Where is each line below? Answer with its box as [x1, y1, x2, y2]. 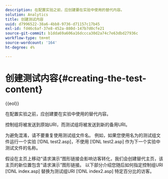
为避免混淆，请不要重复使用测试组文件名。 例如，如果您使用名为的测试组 [5, 132, 156, 138]
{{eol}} [5, 100, 19, 106]
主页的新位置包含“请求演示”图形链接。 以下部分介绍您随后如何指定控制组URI [5, 162, 163, 168]
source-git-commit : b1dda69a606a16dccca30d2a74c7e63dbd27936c [5, 31, 138, 36]
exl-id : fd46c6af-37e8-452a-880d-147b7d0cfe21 [5, 26, 105, 31]
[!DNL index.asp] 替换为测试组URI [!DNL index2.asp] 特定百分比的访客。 [5, 168, 154, 174]
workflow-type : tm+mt [5, 36, 51, 41]
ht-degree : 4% [5, 45, 35, 50]
